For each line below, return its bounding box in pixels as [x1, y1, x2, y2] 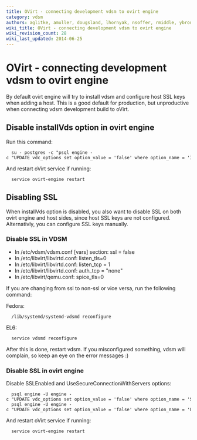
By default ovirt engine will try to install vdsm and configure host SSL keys [6, 93, 186, 100]
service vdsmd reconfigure [11, 335, 77, 341]
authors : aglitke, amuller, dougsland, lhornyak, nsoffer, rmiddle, [6, 19, 177, 25]
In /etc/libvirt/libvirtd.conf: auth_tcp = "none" [14, 267, 123, 274]
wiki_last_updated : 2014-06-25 [6, 36, 83, 42]
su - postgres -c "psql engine [11, 149, 88, 156]
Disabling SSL [6, 192, 58, 203]
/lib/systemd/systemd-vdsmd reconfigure [11, 314, 111, 320]
